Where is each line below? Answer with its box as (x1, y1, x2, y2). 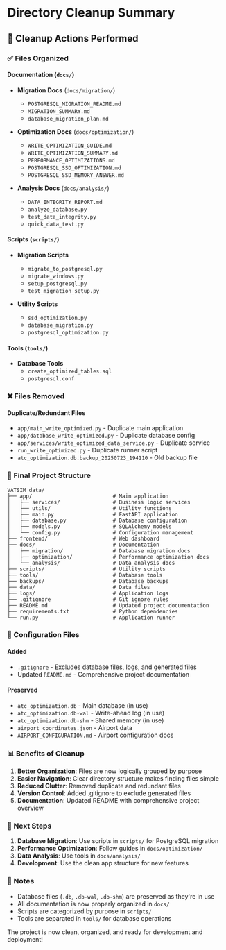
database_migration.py (27, 321, 94, 329)
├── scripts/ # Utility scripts (7, 566, 166, 572)
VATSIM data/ (7, 486, 45, 493)
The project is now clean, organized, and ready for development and (7, 928, 203, 936)
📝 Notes (7, 876, 35, 886)
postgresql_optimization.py (27, 329, 109, 336)
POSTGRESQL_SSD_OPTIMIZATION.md (27, 164, 121, 171)
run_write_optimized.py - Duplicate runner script (17, 446, 158, 455)
